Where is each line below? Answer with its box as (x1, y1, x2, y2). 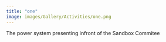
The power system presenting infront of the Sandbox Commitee (6, 29, 160, 36)
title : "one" (6, 8, 38, 14)
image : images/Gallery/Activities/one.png (6, 14, 111, 20)
